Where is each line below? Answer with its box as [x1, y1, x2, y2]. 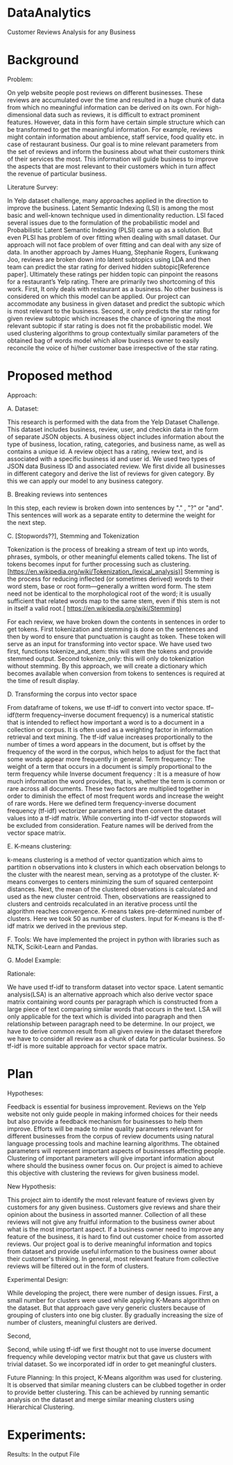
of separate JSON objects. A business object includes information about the [7, 432, 225, 441]
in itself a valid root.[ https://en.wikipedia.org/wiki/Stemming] [7, 604, 182, 612]
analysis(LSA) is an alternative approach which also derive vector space [7, 990, 214, 998]
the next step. [7, 518, 47, 526]
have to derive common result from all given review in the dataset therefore [7, 1027, 223, 1035]
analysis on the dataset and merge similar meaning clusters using [7, 1395, 194, 1403]
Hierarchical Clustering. [7, 1403, 75, 1411]
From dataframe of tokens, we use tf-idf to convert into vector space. [7, 703, 205, 711]
